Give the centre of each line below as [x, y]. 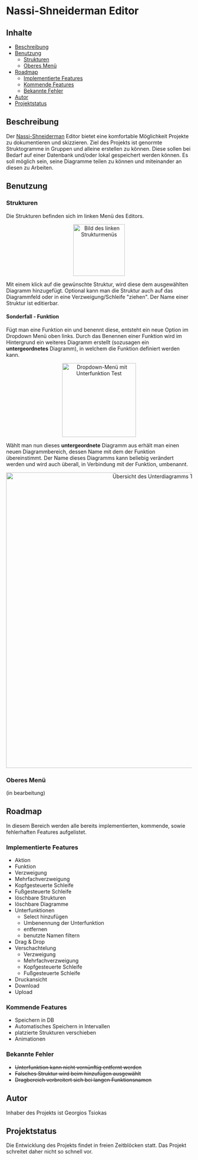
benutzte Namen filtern [52, 935]
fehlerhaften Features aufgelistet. [47, 832]
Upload [24, 992]
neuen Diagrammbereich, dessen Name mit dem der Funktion [81, 451]
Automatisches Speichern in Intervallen [62, 1026]
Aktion [22, 860]
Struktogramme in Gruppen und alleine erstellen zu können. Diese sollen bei [98, 148]
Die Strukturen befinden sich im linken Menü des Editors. [75, 216]
